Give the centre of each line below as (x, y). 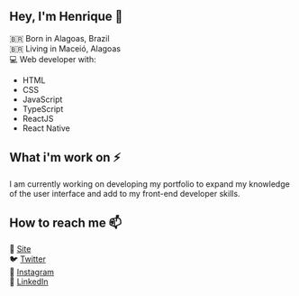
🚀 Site (20, 249)
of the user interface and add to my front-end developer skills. (125, 193)
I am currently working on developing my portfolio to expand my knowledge (149, 184)
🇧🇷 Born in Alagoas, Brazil (59, 38)
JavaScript (42, 99)
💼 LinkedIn (29, 282)
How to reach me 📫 (66, 223)
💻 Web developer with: (53, 59)
